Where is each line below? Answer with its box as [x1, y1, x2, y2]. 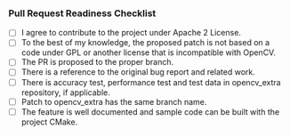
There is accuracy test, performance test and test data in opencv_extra [20, 76, 281, 87]
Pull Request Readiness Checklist [8, 7, 157, 20]
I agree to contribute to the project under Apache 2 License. [20, 28, 242, 38]
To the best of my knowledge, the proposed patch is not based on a [20, 37, 270, 48]
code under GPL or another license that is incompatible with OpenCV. [20, 47, 277, 58]
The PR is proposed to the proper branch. [20, 57, 174, 68]
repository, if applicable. [20, 87, 110, 98]
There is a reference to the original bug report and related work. [20, 67, 255, 77]
